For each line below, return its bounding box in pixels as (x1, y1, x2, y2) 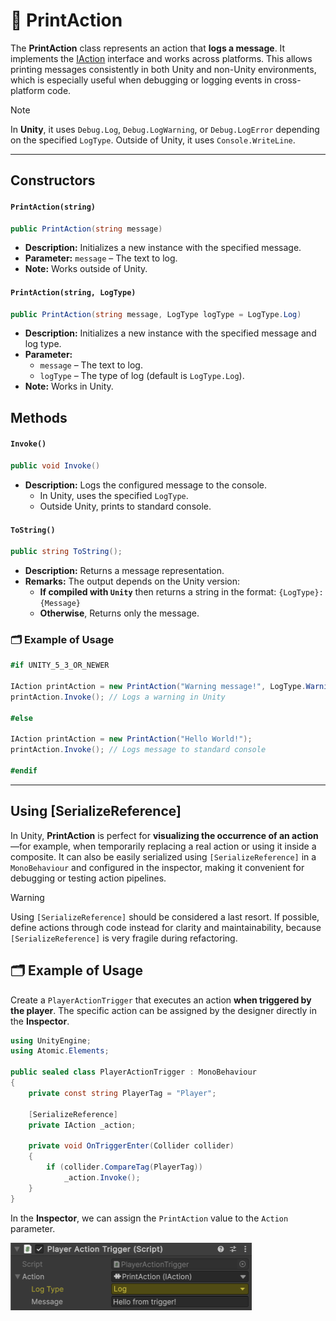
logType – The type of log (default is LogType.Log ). (39, 370, 245, 382)
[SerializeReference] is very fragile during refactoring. (10, 932, 238, 944)
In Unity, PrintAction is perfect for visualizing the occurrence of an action (10, 829, 319, 841)
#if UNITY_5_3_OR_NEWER (10, 660, 110, 671)
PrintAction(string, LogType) (10, 288, 137, 298)
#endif (10, 766, 38, 776)
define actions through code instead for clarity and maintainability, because (10, 921, 322, 933)
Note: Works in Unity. (24, 380, 114, 393)
